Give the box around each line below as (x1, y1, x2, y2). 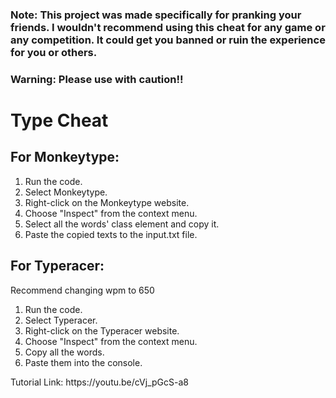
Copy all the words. (24, 346, 105, 358)
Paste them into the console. (24, 356, 143, 368)
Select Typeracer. (24, 314, 98, 326)
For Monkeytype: (10, 149, 120, 166)
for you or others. (10, 45, 98, 59)
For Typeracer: (10, 258, 105, 275)
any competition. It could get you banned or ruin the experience (10, 33, 326, 47)
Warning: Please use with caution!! (10, 72, 184, 86)
